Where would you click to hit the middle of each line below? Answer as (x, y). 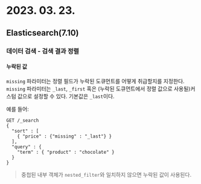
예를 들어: (18, 109)
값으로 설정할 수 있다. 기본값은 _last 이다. (66, 96)
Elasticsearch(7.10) (43, 33)
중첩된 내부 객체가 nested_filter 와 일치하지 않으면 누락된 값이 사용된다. (106, 174)
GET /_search (23, 120)
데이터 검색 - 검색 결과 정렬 (43, 51)
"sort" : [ (25, 131)
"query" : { (27, 147)
